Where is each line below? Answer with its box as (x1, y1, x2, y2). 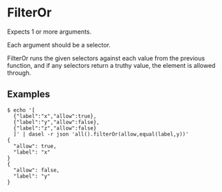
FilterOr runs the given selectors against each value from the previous (7, 53, 205, 62)
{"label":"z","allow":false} (13, 125, 97, 132)
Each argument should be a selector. (7, 40, 111, 49)
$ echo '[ (7, 106, 36, 114)
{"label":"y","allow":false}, (13, 119, 100, 125)
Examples (7, 88, 50, 100)
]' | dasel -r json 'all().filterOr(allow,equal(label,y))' (13, 130, 189, 138)
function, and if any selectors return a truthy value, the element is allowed (7, 61, 216, 69)
